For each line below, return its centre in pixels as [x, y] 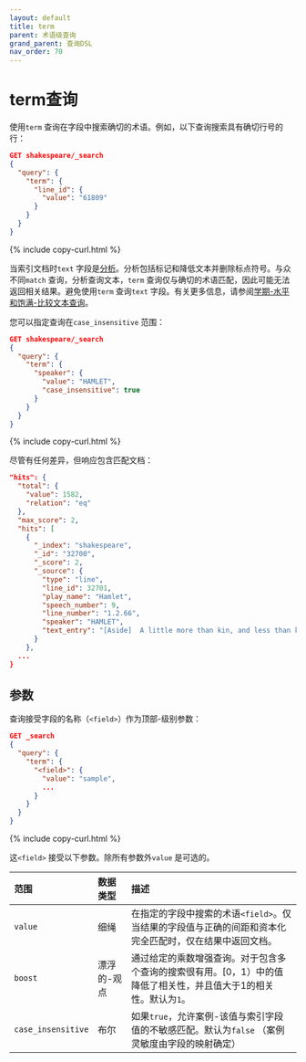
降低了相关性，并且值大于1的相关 [203, 985]
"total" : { [38, 486]
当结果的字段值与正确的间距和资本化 [209, 927]
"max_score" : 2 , [48, 520]
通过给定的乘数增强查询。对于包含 [204, 958]
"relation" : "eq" [59, 503]
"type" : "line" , [73, 579]
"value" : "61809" [75, 198]
